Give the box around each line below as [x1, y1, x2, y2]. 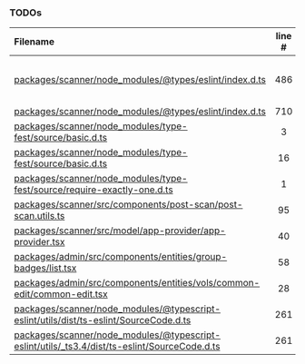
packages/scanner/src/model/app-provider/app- [14, 224, 226, 237]
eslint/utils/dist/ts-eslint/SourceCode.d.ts [14, 314, 192, 327]
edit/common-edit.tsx [14, 288, 108, 300]
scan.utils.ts [14, 210, 65, 222]
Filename [14, 35, 54, 48]
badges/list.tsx [14, 261, 77, 274]
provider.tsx [14, 236, 65, 249]
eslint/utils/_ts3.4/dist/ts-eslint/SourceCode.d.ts [14, 340, 221, 353]
